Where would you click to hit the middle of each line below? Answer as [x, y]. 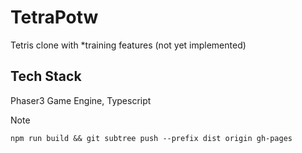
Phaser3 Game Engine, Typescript [81, 100]
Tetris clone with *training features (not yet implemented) [128, 45]
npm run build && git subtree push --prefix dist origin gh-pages [151, 138]
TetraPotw [54, 17]
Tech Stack [46, 76]
